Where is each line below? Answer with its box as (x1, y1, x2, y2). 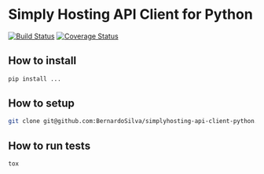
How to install (8, 54, 77, 67)
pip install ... (8, 74, 61, 83)
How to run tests (8, 139, 91, 152)
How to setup (8, 96, 75, 111)
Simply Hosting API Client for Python (8, 5, 253, 24)
